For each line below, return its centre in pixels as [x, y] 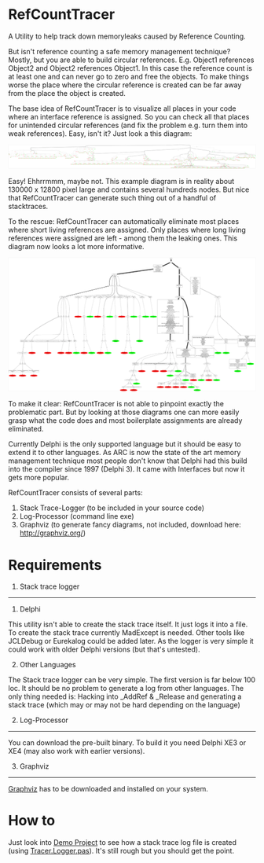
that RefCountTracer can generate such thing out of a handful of [112, 198]
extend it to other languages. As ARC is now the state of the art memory [125, 453]
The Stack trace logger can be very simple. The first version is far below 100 [132, 680]
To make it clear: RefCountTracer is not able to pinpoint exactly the [116, 404]
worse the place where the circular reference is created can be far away [125, 85]
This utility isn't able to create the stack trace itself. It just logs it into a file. [128, 624]
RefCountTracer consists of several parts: [75, 493]
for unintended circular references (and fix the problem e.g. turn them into [128, 125]
